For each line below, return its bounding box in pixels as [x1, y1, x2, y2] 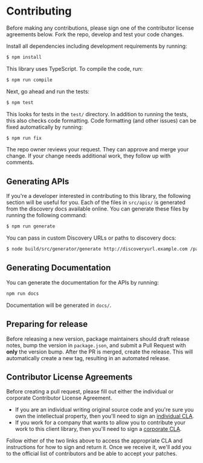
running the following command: [6, 212, 87, 219]
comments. [6, 159, 34, 166]
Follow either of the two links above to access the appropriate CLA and [6, 437, 183, 444]
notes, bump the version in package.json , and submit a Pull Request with [6, 341, 186, 349]
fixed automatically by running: [6, 123, 83, 131]
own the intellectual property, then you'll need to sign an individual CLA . [14, 413, 195, 420]
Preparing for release [6, 319, 88, 329]
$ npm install [6, 54, 42, 60]
